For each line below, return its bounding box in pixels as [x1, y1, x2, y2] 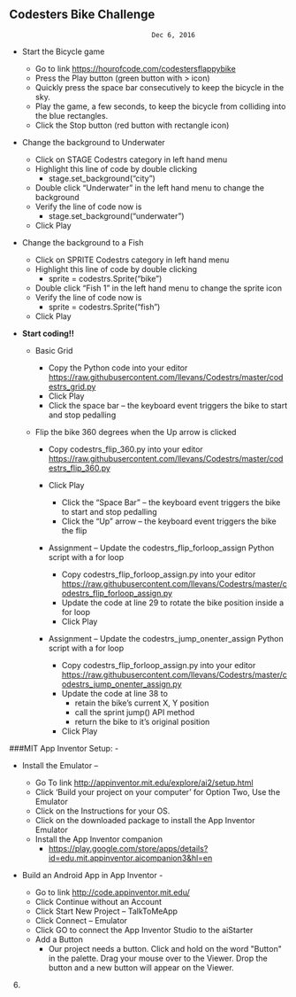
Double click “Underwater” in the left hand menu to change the [34, 182, 265, 193]
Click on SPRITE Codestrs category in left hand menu [34, 254, 230, 265]
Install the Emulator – [21, 759, 99, 770]
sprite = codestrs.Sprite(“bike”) [48, 273, 163, 284]
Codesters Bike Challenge [9, 7, 156, 22]
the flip [61, 525, 87, 535]
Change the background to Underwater [21, 136, 165, 147]
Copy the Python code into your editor [48, 362, 188, 373]
